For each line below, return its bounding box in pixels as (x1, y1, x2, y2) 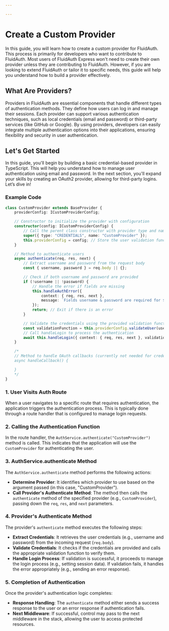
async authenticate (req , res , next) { (14, 256, 96, 261)
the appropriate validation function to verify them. (12, 550, 116, 556)
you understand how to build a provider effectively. (5, 72, 111, 78)
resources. (12, 621, 35, 627)
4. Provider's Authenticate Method (5, 513, 92, 520)
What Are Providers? (5, 86, 72, 96)
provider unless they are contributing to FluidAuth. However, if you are (5, 61, 151, 67)
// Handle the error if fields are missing (32, 284, 125, 289)
